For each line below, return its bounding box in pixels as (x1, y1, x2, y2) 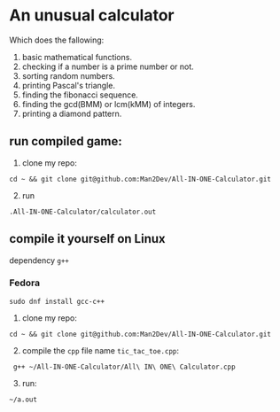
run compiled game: (9, 134, 122, 149)
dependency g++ (9, 254, 69, 266)
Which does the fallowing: (9, 35, 105, 45)
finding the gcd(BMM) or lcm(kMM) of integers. (21, 98, 196, 109)
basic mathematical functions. (21, 51, 133, 62)
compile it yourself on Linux (9, 231, 166, 246)
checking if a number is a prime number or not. (21, 61, 195, 72)
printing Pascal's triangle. (21, 80, 115, 90)
